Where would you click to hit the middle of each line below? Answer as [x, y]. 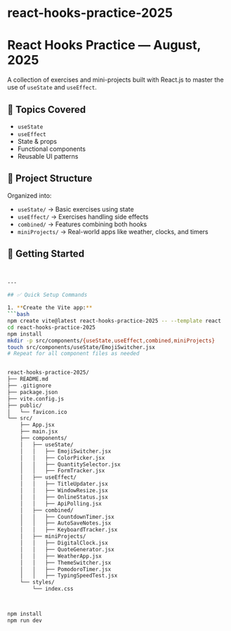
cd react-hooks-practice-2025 [52, 327]
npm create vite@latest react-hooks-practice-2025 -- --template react [114, 321]
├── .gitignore [29, 386]
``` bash [19, 314]
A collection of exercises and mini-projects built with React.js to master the [115, 80]
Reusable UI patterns [48, 156]
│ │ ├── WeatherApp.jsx [61, 556]
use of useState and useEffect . [52, 87]
